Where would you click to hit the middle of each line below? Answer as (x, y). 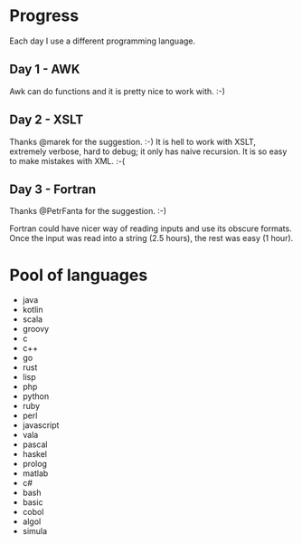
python (36, 396)
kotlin (33, 310)
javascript (41, 425)
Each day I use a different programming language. (103, 41)
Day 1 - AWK (45, 69)
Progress (44, 16)
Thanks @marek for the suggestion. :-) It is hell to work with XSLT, (132, 141)
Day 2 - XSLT (47, 120)
